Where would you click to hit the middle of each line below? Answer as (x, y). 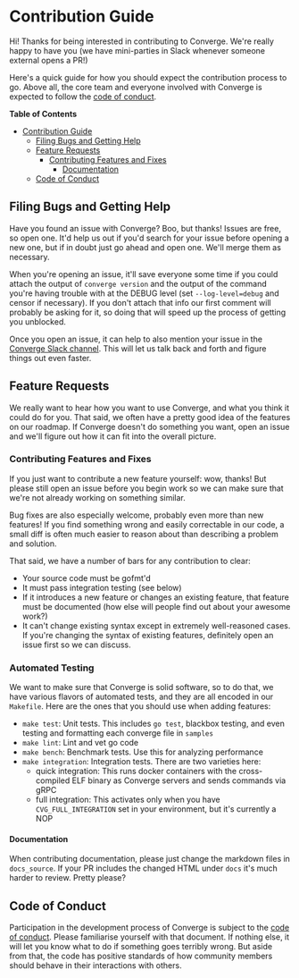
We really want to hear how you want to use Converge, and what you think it (149, 408)
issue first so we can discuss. (76, 645)
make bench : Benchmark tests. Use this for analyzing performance (142, 752)
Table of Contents (43, 114)
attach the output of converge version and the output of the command (138, 283)
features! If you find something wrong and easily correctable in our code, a (147, 524)
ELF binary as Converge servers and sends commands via (179, 780)
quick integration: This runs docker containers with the (136, 771)
